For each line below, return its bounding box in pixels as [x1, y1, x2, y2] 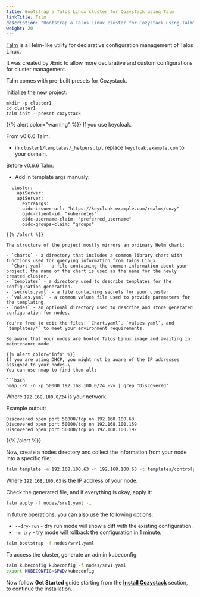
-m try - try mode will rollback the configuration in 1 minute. [14, 529, 162, 536]
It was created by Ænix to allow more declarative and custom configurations [6, 59, 193, 67]
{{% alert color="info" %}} [6, 351, 76, 357]
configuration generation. [6, 284, 73, 290]
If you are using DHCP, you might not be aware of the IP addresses [6, 357, 180, 363]
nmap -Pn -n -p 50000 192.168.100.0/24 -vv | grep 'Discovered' [6, 383, 169, 389]
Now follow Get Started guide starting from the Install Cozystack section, [6, 579, 188, 586]
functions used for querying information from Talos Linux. [6, 258, 159, 264]
